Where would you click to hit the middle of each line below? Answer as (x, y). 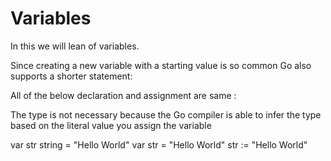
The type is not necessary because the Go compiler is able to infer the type (166, 114)
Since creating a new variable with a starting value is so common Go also (161, 65)
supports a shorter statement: (71, 76)
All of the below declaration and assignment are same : (123, 95)
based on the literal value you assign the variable (111, 125)
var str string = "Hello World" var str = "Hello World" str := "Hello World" (159, 144)
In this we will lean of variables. (75, 46)
